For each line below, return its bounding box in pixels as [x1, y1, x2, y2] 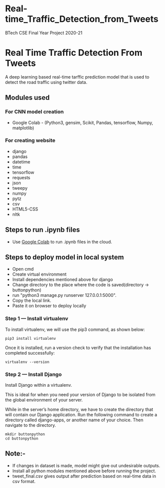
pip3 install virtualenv [5, 336, 56, 341]
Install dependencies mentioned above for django [12, 277, 113, 283]
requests [12, 174, 31, 180]
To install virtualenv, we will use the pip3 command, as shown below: [5, 326, 145, 332]
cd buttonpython [5, 436, 38, 441]
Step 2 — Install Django [5, 371, 62, 378]
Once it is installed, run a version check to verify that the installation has [5, 344, 151, 351]
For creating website [5, 137, 56, 144]
